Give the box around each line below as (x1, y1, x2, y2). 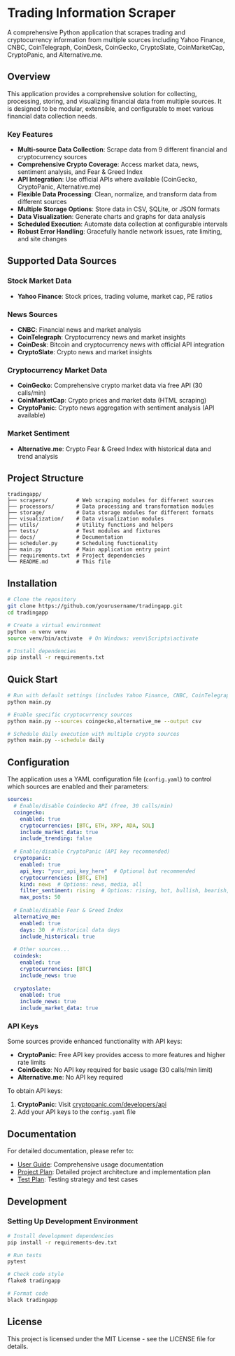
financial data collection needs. (7, 112, 97, 120)
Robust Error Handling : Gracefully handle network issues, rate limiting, (17, 227, 222, 236)
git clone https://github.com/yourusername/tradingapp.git (7, 603, 183, 610)
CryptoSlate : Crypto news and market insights (17, 348, 152, 356)
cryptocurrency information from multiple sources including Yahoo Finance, (7, 35, 225, 43)
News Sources (7, 309, 58, 319)
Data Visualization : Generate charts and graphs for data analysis (17, 213, 206, 221)
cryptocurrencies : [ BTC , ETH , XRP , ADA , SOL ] (20, 822, 155, 829)
